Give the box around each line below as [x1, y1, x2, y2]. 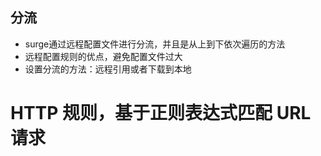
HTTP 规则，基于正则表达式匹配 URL [10, 102, 312, 124]
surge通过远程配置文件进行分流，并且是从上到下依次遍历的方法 [24, 38, 286, 50]
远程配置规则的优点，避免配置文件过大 [24, 50, 183, 62]
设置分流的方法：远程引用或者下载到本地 [24, 63, 192, 75]
